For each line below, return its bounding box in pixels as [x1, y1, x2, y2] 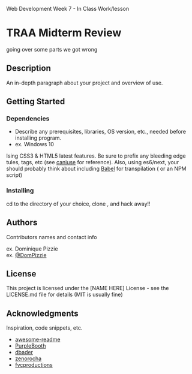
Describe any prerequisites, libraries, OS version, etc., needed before [14, 128, 187, 135]
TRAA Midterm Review [6, 26, 122, 40]
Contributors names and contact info [6, 233, 97, 240]
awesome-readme [14, 336, 61, 343]
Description [6, 63, 51, 74]
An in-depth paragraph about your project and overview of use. [6, 79, 163, 86]
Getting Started [6, 96, 65, 107]
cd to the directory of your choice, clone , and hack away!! [6, 200, 151, 207]
